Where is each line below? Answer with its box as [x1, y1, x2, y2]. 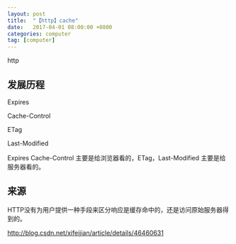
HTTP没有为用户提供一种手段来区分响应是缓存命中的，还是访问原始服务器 [7, 205, 223, 213]
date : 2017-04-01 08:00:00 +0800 [7, 23, 113, 30]
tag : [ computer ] [7, 37, 55, 44]
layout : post [7, 10, 46, 18]
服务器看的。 [7, 162, 45, 171]
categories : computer [7, 30, 72, 38]
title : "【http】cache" [7, 17, 79, 24]
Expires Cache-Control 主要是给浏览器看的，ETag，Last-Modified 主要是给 [7, 153, 226, 162]
